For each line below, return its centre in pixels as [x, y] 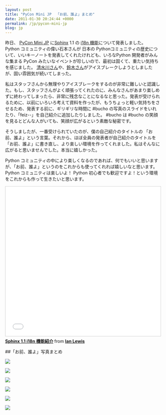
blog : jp [14, 28]
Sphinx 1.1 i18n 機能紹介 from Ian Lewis [45, 341]
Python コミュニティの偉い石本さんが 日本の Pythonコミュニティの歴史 [77, 49]
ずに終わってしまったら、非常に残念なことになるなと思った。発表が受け [78, 96]
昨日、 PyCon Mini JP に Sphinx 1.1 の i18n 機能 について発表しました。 [76, 43]
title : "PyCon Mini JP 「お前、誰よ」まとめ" [50, 14]
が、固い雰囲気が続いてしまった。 [39, 74]
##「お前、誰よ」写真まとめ [34, 352]
